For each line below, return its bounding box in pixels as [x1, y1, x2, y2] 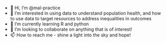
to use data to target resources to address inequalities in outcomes [10, 16, 152, 21]
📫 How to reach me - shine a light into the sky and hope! [10, 32, 131, 38]
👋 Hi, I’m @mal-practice [10, 5, 60, 11]
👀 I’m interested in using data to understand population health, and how [10, 10, 161, 16]
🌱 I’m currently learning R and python [10, 21, 89, 27]
